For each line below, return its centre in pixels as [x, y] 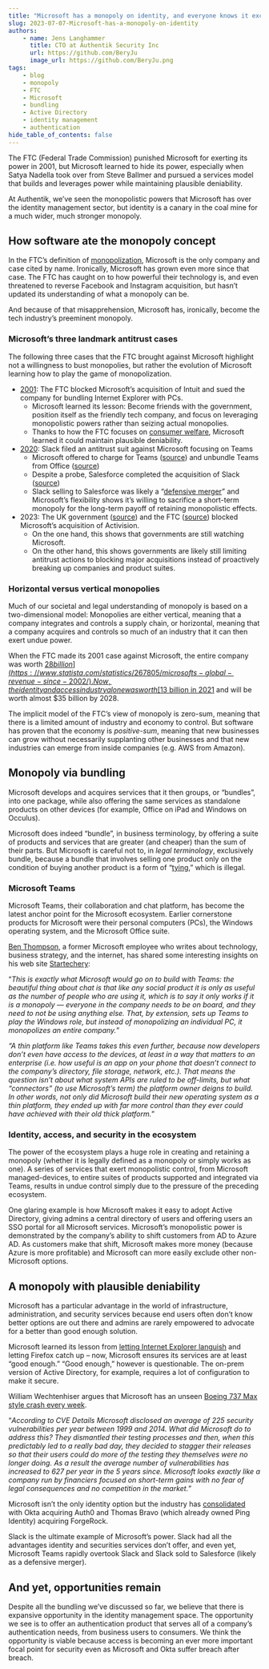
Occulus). [24, 817]
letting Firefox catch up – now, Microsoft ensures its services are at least [128, 1356]
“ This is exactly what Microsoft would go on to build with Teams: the [121, 979]
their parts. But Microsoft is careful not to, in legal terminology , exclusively [131, 850]
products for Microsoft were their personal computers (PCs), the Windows [131, 923]
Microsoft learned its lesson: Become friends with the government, [142, 406]
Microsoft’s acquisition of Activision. [80, 525]
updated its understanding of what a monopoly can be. [99, 294]
